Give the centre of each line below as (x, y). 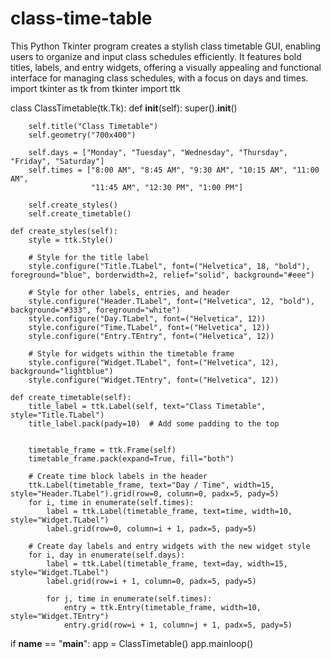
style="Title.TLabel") (57, 415)
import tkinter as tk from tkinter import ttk (95, 88)
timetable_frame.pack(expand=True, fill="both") (131, 458)
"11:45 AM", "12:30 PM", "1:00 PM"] (167, 187)
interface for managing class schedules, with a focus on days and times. (159, 78)
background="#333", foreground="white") (96, 310)
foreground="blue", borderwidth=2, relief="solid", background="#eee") (162, 275)
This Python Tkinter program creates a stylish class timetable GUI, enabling (166, 46)
